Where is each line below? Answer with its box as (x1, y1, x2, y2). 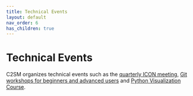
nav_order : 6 (6, 20, 39, 26)
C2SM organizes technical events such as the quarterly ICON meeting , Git (6, 71, 188, 78)
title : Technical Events (6, 8, 68, 15)
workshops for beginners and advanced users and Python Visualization (6, 77, 181, 84)
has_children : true (6, 25, 55, 32)
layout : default (6, 14, 46, 20)
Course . (6, 83, 26, 91)
